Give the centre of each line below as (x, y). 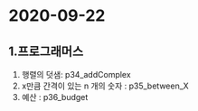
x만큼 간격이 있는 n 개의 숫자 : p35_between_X (105, 86)
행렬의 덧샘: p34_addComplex (76, 74)
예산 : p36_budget (55, 97)
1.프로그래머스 (46, 51)
